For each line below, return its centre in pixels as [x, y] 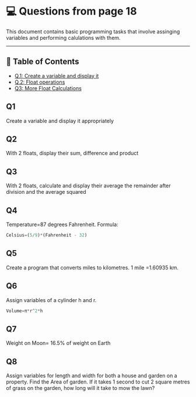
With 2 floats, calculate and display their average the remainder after [88, 186]
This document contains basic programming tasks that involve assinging [93, 31]
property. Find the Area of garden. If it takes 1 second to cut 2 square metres [98, 382]
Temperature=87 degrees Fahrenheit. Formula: [62, 224]
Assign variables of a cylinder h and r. [51, 300]
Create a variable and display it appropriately [60, 121]
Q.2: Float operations [40, 82]
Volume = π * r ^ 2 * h [24, 311]
